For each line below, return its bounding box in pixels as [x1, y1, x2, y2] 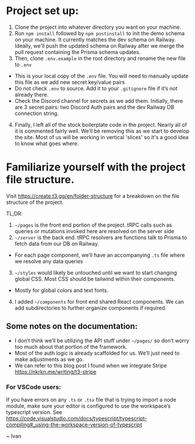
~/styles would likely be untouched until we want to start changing [14, 269, 177, 276]
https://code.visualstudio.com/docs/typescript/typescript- [6, 415, 147, 422]
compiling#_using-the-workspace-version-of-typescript [6, 421, 142, 428]
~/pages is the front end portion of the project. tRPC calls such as [14, 221, 172, 228]
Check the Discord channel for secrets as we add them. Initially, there [14, 97, 183, 104]
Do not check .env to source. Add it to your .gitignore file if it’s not [14, 85, 178, 92]
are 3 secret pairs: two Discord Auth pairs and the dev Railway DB [14, 103, 174, 110]
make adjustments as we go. [14, 355, 84, 362]
